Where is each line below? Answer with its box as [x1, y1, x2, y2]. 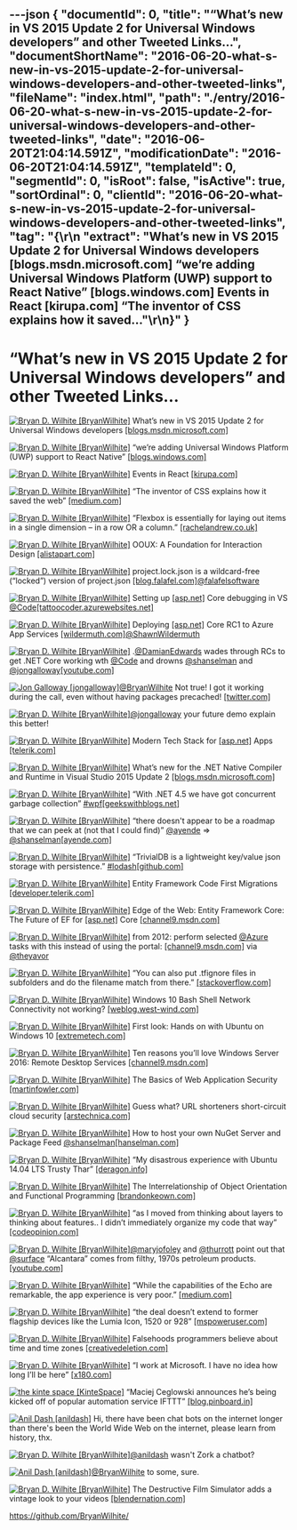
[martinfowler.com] [9, 1084, 80, 1094]
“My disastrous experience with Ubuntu [132, 1155, 277, 1166]
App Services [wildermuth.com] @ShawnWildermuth [9, 629, 200, 639]
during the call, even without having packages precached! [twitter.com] [9, 692, 271, 702]
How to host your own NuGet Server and [132, 1128, 282, 1139]
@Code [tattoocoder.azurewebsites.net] [9, 602, 154, 613]
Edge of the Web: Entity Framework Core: [132, 905, 285, 916]
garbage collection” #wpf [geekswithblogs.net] [9, 798, 181, 809]
